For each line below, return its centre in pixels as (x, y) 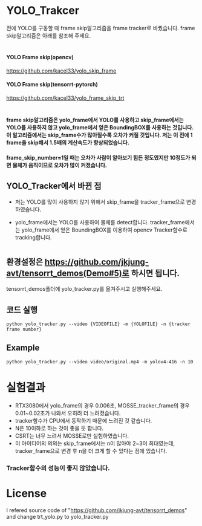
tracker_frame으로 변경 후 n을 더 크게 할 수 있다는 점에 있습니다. (91, 450)
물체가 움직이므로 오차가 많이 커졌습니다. (60, 165)
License (27, 493)
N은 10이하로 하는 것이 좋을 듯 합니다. (59, 428)
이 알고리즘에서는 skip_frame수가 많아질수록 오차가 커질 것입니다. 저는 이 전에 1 (99, 135)
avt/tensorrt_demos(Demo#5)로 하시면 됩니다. (93, 273)
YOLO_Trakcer (43, 11)
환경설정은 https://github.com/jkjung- (78, 261)
